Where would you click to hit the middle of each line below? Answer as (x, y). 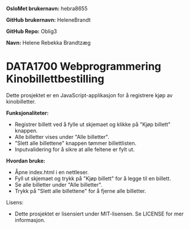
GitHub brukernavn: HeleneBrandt (48, 20)
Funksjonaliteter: (27, 113)
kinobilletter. (21, 101)
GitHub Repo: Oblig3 (32, 31)
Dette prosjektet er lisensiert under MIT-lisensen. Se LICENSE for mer (99, 214)
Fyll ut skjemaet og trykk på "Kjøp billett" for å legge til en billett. (93, 178)
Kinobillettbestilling (55, 79)
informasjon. (30, 220)
